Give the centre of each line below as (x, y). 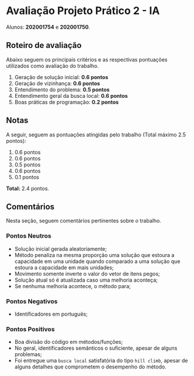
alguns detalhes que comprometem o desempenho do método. (90, 367)
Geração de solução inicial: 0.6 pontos (61, 77)
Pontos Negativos (32, 301)
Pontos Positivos (30, 329)
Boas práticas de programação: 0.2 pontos (66, 102)
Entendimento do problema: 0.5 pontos (62, 90)
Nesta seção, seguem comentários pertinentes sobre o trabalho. (84, 221)
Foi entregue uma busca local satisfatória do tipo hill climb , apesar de (101, 361)
